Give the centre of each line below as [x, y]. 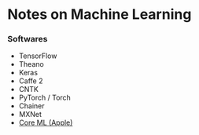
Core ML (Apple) [46, 122]
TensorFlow [38, 56]
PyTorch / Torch [45, 98]
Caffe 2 [31, 81]
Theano [31, 64]
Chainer [31, 106]
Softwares [28, 39]
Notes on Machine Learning [99, 15]
